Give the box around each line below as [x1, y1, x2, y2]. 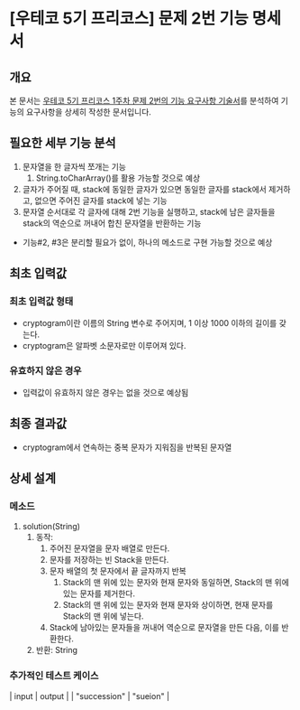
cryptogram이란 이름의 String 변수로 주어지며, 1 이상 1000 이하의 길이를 [22, 317, 277, 328]
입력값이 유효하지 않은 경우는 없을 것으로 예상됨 [22, 387, 189, 397]
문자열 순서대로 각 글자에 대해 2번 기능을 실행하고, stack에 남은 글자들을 [22, 206, 276, 217]
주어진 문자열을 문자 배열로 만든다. [49, 543, 170, 554]
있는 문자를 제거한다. [62, 588, 136, 599]
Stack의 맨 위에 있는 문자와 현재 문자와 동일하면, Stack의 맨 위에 [62, 577, 290, 588]
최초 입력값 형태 [9, 295, 74, 308]
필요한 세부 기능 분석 [9, 135, 116, 151]
